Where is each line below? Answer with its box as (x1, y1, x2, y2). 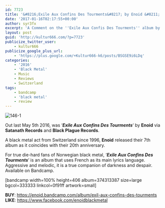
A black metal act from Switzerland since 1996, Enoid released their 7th (5, 137, 151, 143)
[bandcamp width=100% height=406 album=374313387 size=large (5, 177, 142, 183)
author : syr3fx (5, 21, 37, 26)
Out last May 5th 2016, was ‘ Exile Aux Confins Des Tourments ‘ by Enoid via (5, 122, 161, 128)
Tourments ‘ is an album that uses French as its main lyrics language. (5, 157, 146, 163)
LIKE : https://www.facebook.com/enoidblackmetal (5, 197, 108, 203)
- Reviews (14, 76, 35, 81)
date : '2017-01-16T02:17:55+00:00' (5, 16, 79, 21)
